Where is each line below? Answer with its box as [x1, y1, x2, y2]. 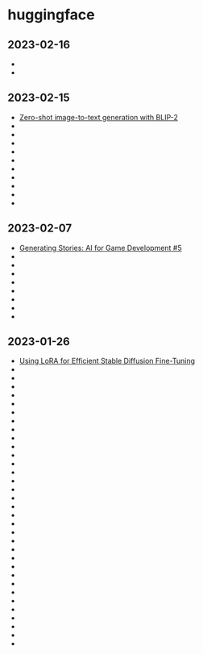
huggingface [7, 6, 95, 24]
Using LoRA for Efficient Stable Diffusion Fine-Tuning [19, 356, 195, 366]
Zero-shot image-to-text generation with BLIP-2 [19, 112, 179, 122]
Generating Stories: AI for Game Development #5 [19, 243, 182, 252]
